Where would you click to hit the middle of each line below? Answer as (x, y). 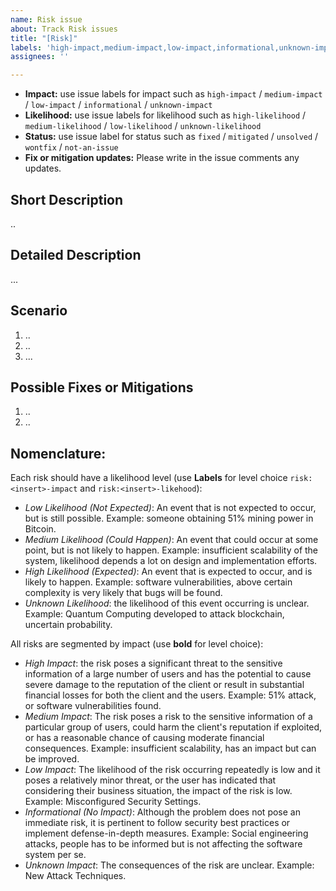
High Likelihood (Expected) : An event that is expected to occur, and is (168, 572)
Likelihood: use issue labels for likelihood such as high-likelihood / (165, 115)
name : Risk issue (46, 19)
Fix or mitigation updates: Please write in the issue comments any (162, 158)
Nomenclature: (58, 453)
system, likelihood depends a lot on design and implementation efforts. (171, 561)
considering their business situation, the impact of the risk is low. (158, 791)
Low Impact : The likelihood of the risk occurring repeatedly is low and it (172, 770)
